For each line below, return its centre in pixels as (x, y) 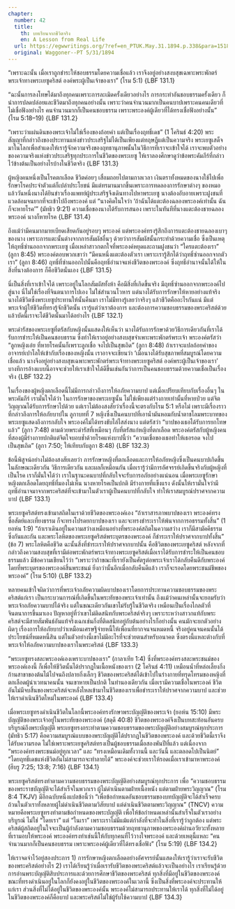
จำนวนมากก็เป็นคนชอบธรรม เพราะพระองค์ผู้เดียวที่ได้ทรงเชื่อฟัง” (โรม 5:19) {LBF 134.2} (113, 843)
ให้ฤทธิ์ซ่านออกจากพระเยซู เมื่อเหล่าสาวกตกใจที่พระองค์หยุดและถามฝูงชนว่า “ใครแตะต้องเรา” (113, 246)
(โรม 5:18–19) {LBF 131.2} (43, 118)
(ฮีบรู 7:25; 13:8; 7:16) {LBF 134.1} (54, 766)
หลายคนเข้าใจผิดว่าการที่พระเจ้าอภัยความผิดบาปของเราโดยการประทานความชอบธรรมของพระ (112, 589)
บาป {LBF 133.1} (29, 499)
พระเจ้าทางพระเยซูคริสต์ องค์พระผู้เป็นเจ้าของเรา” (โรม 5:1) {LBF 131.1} (91, 80)
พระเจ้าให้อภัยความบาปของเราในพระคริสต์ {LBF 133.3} (73, 644)
